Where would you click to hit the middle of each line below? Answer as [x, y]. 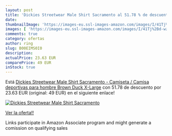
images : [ [16, 29]
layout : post [19, 10]
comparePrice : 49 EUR [28, 63]
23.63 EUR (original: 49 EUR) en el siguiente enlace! [60, 93]
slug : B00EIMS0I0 [24, 48]
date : [11, 20]
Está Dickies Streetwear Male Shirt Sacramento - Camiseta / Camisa [77, 82]
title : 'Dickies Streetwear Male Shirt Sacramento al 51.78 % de [76, 15]
